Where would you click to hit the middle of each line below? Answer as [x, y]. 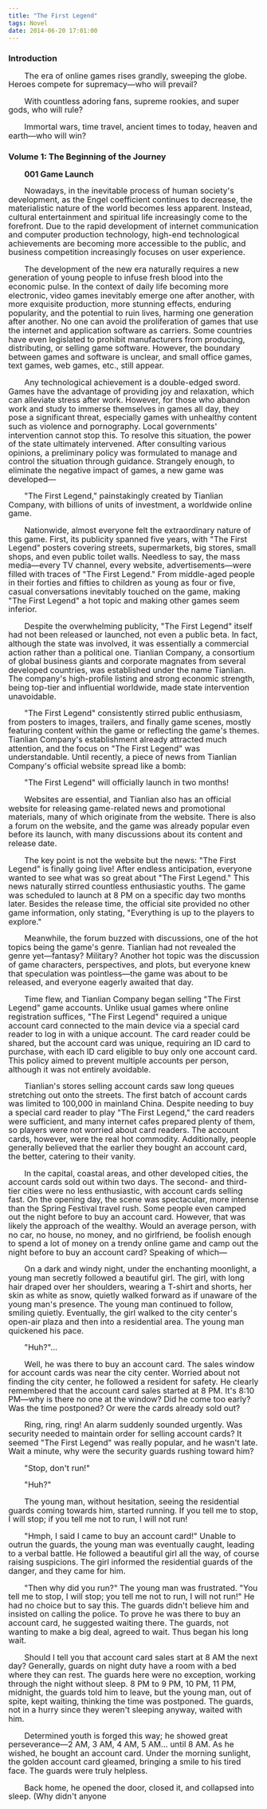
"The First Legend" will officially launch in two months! [127, 782]
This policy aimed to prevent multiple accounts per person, [119, 1060]
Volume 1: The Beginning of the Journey [87, 157]
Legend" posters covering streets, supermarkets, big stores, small [132, 548]
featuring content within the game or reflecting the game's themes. [134, 730]
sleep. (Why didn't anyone [57, 1796]
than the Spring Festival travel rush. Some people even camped [128, 1208]
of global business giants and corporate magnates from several [127, 662]
